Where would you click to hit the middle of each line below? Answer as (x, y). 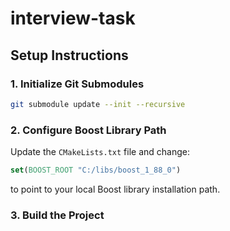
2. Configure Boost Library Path (88, 130)
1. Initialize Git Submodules (77, 84)
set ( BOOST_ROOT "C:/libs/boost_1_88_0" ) (96, 170)
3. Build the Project (57, 215)
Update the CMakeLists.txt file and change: (100, 152)
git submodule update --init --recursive (98, 104)
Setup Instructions (69, 55)
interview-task (73, 18)
